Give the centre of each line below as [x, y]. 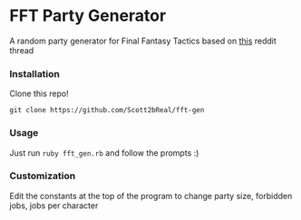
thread [22, 50]
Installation [35, 73]
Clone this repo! [39, 94]
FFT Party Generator [88, 16]
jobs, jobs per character [54, 206]
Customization [43, 176]
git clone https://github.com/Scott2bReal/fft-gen [107, 110]
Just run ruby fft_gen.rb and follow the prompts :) [104, 153]
